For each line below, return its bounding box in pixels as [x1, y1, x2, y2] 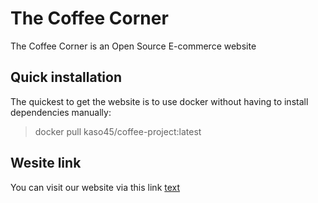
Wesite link [10, 155, 82, 172]
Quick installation [10, 69, 123, 86]
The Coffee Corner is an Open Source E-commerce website [10, 40, 257, 52]
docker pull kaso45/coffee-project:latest [34, 125, 202, 137]
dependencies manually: [10, 106, 112, 118]
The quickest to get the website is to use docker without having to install [10, 95, 309, 107]
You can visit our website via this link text [10, 181, 181, 193]
